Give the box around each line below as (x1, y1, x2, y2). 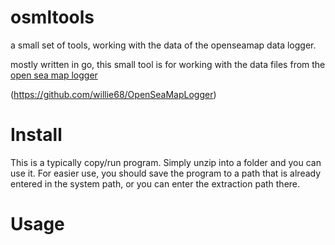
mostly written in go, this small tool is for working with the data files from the (10, 58, 326, 70)
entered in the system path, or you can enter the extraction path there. (10, 177, 301, 190)
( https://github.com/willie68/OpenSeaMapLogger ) (10, 88, 217, 100)
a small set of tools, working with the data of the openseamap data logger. (10, 39, 317, 51)
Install (10, 124, 63, 146)
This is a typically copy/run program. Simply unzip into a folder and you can (10, 156, 322, 168)
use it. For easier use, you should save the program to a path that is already (10, 167, 322, 179)
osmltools (10, 6, 95, 29)
